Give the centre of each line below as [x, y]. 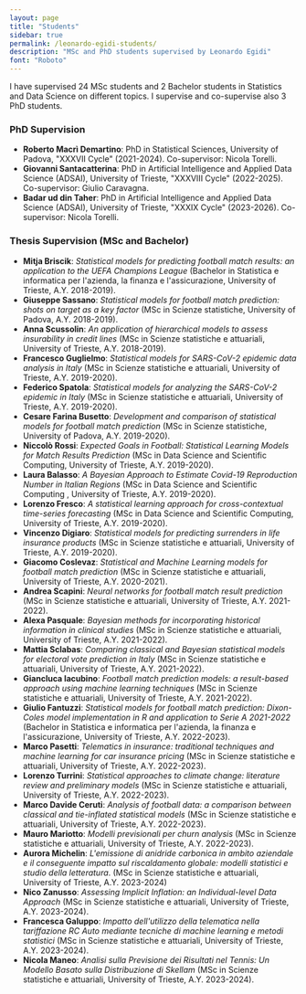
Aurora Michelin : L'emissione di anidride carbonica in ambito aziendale [158, 853]
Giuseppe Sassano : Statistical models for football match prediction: [151, 300]
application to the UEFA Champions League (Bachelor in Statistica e [151, 270]
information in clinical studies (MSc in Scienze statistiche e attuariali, [152, 629]
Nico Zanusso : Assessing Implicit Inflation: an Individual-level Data [149, 892]
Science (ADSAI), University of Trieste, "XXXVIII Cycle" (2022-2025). [153, 178]
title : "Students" [44, 26]
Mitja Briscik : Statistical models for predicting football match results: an [158, 260]
